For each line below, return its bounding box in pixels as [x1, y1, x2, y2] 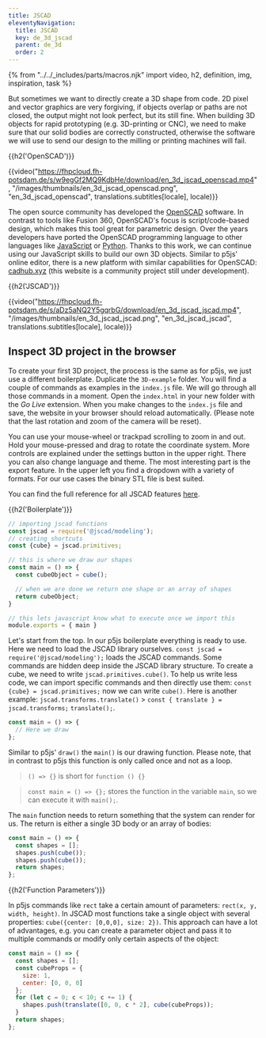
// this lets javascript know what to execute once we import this [8, 614, 236, 622]
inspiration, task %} [8, 78, 72, 88]
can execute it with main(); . [27, 795, 119, 804]
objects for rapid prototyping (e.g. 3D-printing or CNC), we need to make [8, 120, 247, 128]
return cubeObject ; [15, 592, 80, 600]
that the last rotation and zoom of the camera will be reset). [8, 416, 202, 426]
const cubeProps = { [15, 964, 83, 972]
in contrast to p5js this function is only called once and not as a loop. [8, 755, 233, 765]
